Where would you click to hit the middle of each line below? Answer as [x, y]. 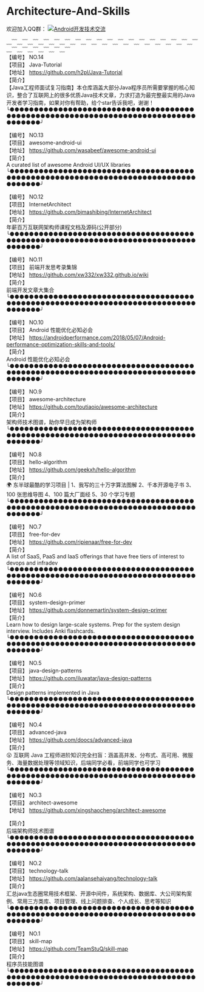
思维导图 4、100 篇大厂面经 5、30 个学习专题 [79, 494]
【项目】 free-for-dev [33, 534]
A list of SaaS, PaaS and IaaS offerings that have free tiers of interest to [95, 556]
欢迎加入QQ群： [26, 29]
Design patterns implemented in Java [53, 692]
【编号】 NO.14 [25, 57]
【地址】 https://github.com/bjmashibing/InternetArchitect [79, 212]
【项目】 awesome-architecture [46, 399]
